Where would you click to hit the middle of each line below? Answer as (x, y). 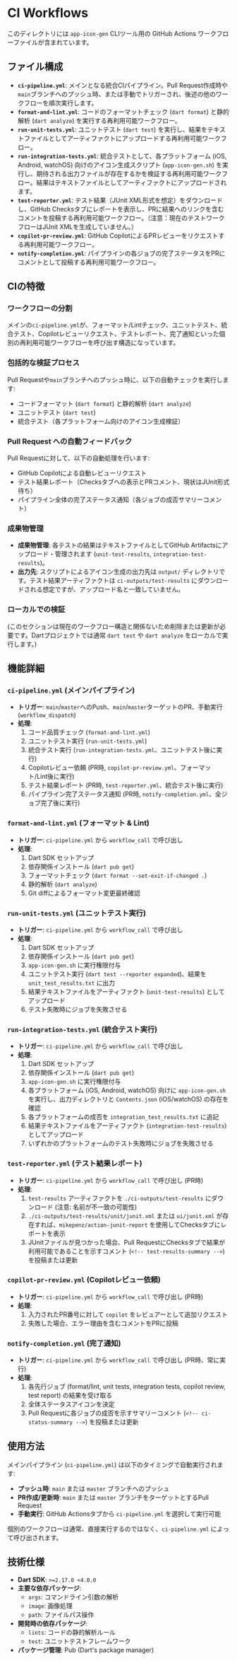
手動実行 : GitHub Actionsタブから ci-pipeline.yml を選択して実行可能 (119, 1514)
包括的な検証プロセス (43, 363)
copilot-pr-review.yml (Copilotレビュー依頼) (84, 1280)
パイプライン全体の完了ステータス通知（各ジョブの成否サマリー (110, 499)
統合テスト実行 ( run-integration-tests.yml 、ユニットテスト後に (122, 750)
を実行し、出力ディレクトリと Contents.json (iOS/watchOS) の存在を (128, 1099)
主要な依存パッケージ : (49, 1588)
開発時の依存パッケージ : (53, 1623)
